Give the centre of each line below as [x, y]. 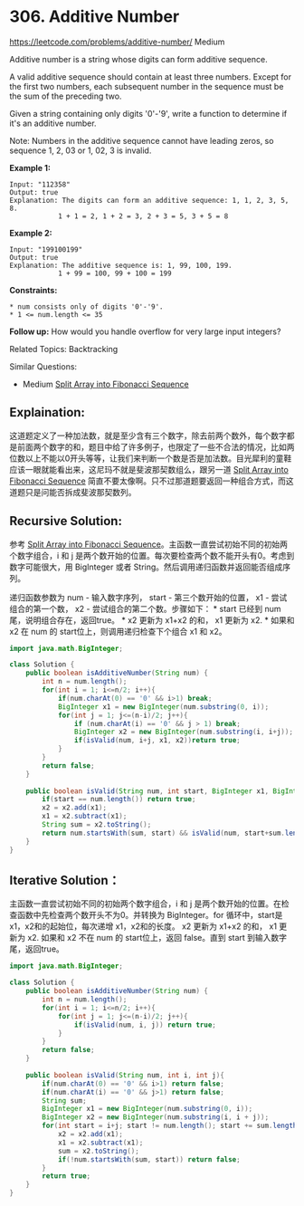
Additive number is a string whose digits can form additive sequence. [139, 59]
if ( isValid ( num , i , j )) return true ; [145, 1025]
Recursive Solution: [66, 521]
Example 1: [30, 167]
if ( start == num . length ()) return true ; [119, 799]
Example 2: [31, 233]
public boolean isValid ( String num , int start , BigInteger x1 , [147, 791]
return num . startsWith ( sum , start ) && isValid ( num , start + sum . [163, 833]
